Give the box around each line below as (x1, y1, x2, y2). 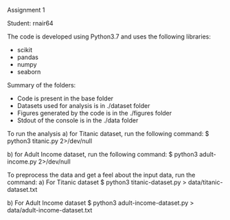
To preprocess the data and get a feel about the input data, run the (7, 171, 196, 179)
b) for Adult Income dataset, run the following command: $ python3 (7, 151, 198, 158)
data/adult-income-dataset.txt (7, 206, 93, 214)
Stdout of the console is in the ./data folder (16, 116, 139, 124)
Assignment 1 (7, 6, 45, 14)
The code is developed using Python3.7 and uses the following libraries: (7, 32, 211, 41)
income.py (7, 157, 37, 166)
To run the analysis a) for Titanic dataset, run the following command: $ (7, 130, 209, 137)
